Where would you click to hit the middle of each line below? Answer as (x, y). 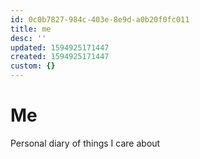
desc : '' (28, 38)
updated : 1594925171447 (60, 47)
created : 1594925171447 (60, 57)
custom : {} (33, 66)
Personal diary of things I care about (85, 143)
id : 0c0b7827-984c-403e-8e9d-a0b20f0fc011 (100, 19)
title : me (31, 29)
